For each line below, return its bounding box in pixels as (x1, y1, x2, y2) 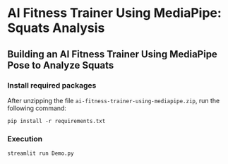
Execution (7, 134, 43, 143)
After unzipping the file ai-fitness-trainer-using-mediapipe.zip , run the (7, 96, 220, 105)
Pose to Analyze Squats (7, 59, 114, 71)
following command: (7, 104, 67, 112)
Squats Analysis (7, 20, 105, 36)
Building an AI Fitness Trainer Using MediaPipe (7, 48, 217, 60)
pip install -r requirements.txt (7, 117, 106, 124)
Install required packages (7, 80, 97, 90)
